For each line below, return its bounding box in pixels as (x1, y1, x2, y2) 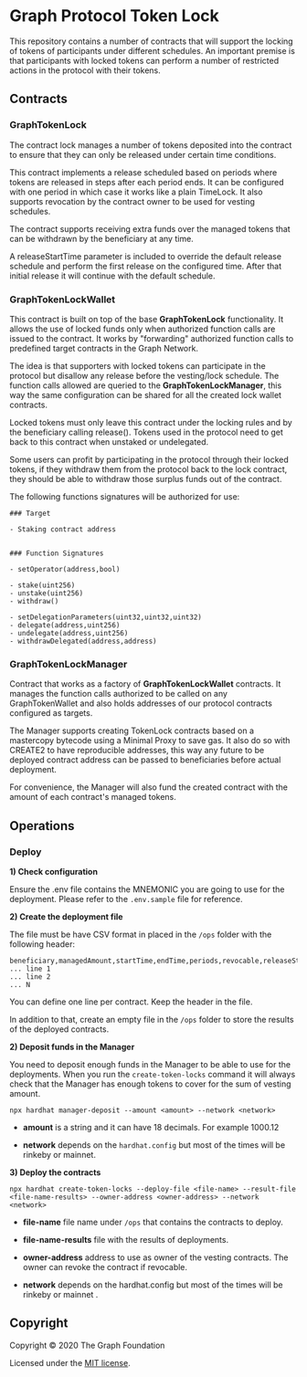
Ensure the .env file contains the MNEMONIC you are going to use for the (9, 883, 285, 895)
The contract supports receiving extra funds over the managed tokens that (9, 223, 291, 234)
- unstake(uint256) (9, 588, 84, 598)
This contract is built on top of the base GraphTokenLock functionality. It (9, 313, 284, 324)
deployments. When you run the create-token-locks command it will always (9, 1068, 296, 1079)
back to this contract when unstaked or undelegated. (9, 436, 209, 447)
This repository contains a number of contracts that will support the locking (9, 36, 294, 47)
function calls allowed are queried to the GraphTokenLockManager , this (9, 380, 282, 391)
